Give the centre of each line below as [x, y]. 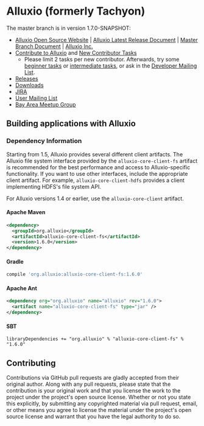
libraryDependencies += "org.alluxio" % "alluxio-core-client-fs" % [95, 339]
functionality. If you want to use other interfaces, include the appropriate [97, 173]
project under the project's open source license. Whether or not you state [99, 397]
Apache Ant [22, 288]
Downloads [29, 85]
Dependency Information [44, 141]
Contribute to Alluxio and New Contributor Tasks [76, 52]
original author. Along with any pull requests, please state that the [89, 384]
